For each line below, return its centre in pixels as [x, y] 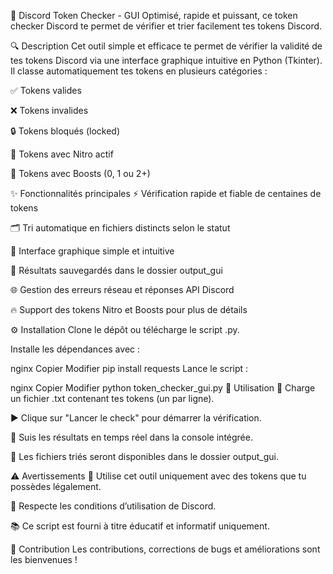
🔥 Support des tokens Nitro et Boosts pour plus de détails [129, 309]
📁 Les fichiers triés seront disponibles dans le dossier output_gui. [144, 456]
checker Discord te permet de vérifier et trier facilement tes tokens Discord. [166, 26]
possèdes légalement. [56, 486]
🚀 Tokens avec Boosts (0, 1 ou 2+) [80, 173]
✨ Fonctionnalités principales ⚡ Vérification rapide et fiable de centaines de [166, 193]
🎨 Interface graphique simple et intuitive [92, 251]
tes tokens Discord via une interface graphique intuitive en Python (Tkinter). [166, 60]
